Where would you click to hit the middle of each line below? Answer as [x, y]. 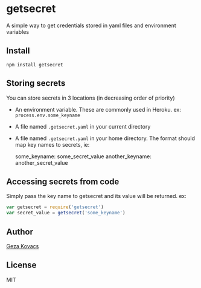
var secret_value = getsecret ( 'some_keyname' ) [66, 213]
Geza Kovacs [23, 246]
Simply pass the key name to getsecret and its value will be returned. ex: [97, 196]
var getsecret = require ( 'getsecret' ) [55, 207]
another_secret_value [41, 162]
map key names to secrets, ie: [52, 144]
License [21, 265]
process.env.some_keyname [47, 115]
